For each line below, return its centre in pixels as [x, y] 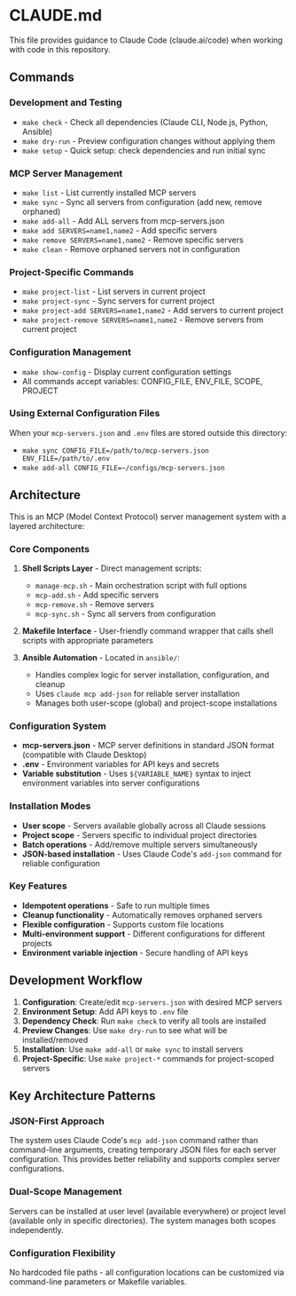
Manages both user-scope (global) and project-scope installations [156, 703]
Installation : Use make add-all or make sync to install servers [132, 1049]
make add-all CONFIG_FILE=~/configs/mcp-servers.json [123, 468]
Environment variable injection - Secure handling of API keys [135, 952]
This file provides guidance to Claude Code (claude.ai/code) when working [146, 40]
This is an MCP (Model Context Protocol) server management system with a [148, 517]
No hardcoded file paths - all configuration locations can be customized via [147, 1272]
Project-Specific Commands [72, 272]
